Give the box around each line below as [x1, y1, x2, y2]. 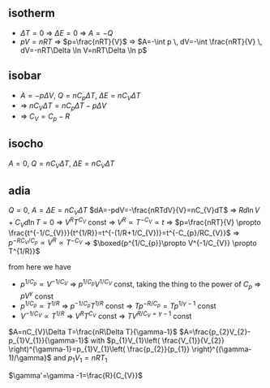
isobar [8, 69, 42, 83]
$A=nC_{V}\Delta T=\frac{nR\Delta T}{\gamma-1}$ [8, 326, 178, 336]
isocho [8, 137, 44, 151]
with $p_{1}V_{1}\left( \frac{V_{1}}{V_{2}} [90, 335, 225, 345]
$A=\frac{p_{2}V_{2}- [178, 326, 251, 336]
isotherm [8, 6, 55, 20]
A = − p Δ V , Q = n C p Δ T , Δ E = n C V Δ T [19, 90, 141, 102]
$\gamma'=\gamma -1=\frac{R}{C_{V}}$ [8, 370, 144, 380]
